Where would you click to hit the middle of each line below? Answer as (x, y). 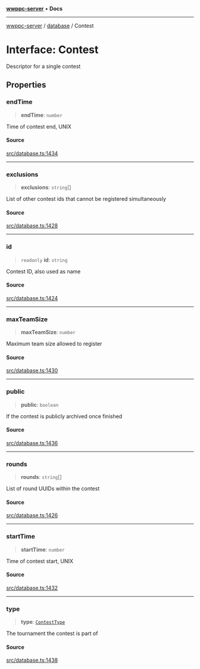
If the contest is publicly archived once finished (64, 416)
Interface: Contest (52, 50)
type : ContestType (43, 622)
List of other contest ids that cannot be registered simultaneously (86, 199)
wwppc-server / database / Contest (50, 26)
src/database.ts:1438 (32, 660)
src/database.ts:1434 (32, 153)
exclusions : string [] (46, 188)
